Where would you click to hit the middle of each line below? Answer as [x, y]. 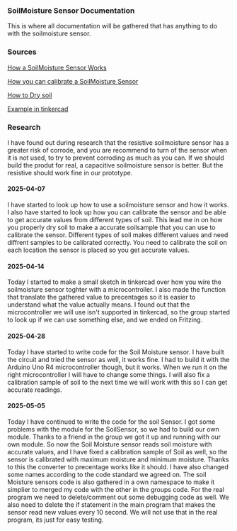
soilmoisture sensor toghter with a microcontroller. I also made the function [117, 290]
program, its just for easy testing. [56, 520]
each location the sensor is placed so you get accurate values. [98, 250]
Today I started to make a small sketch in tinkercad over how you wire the [114, 282]
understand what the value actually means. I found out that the [99, 305]
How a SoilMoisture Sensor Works [57, 67]
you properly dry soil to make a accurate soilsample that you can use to [111, 228]
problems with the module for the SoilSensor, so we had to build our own [113, 429]
